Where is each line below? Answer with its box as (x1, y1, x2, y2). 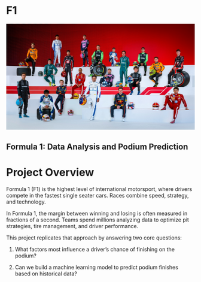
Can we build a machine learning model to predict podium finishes (14, 263, 178, 271)
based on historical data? (14, 270, 78, 277)
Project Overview (6, 166, 95, 180)
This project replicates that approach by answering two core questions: (6, 234, 182, 241)
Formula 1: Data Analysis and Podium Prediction (6, 141, 188, 151)
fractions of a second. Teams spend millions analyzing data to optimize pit (6, 216, 190, 223)
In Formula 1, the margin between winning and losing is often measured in (6, 210, 188, 217)
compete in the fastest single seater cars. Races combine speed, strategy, (6, 192, 190, 199)
